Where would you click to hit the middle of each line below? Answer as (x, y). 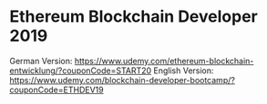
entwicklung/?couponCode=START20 (81, 71)
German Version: (41, 61)
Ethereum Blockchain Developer (133, 17)
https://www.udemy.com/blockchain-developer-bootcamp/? (122, 80)
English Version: (184, 71)
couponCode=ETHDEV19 (56, 90)
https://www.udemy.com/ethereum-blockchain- (164, 61)
